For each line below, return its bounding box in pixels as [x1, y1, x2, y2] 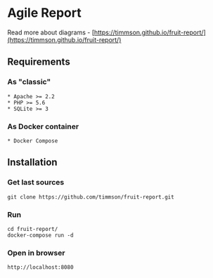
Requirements [7, 56, 70, 68]
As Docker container [7, 121, 79, 131]
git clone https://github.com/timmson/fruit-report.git [7, 193, 174, 201]
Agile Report [7, 5, 82, 21]
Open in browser [7, 248, 65, 258]
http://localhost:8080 [7, 264, 74, 271]
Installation [7, 157, 58, 168]
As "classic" [7, 77, 51, 87]
